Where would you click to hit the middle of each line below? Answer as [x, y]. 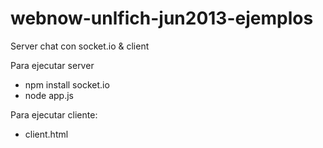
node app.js [49, 95]
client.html [46, 134]
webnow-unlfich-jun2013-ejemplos [162, 18]
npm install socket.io [67, 84]
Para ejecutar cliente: [54, 114]
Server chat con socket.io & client [80, 46]
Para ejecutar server [52, 65]
